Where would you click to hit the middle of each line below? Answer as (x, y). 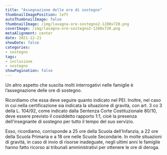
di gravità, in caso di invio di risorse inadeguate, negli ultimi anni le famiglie (83, 142)
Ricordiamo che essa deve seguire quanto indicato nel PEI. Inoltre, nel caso (83, 100)
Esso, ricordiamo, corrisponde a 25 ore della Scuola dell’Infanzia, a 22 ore (82, 131)
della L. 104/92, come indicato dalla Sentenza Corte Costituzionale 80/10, (81, 111)
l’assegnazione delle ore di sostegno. (44, 90)
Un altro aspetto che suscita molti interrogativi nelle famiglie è (69, 85)
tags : (11, 57)
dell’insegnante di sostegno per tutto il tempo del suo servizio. (70, 122)
